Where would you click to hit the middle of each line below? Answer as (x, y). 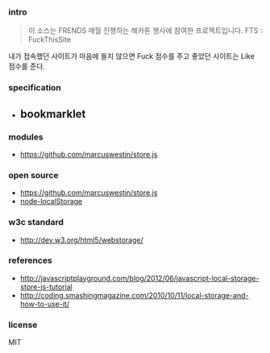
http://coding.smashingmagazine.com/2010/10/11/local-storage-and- (134, 295)
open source (33, 175)
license (23, 325)
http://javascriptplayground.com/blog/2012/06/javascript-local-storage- (139, 278)
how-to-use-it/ (45, 304)
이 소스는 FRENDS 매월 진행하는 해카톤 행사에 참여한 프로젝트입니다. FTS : (145, 31)
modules (26, 137)
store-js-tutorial (46, 287)
